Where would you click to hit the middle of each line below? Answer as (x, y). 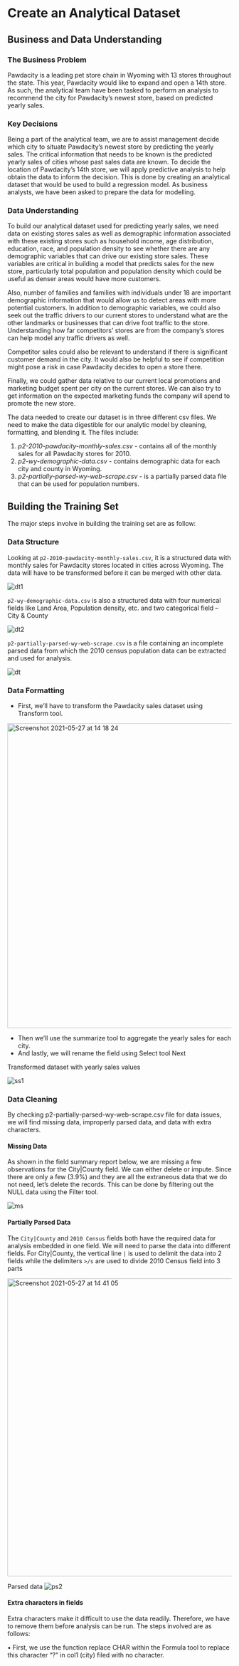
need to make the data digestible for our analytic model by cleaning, (107, 425)
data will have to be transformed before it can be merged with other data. (115, 573)
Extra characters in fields (46, 1603)
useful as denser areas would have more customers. (84, 279)
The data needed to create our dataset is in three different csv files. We (112, 417)
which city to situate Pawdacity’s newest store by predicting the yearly (111, 147)
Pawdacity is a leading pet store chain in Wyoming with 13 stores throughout (119, 75)
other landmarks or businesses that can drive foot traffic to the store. (108, 323)
